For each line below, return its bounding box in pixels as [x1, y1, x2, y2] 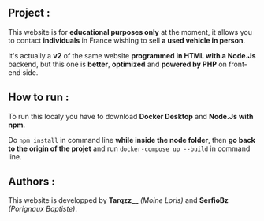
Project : [8, 6, 50, 20]
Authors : [8, 175, 55, 189]
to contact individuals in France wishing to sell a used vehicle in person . [8, 36, 246, 45]
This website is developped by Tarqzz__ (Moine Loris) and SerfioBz [8, 196, 229, 205]
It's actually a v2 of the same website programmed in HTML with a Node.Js [8, 51, 256, 60]
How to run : [8, 91, 69, 104]
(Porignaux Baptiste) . [8, 204, 77, 214]
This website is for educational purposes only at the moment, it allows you [8, 27, 252, 36]
